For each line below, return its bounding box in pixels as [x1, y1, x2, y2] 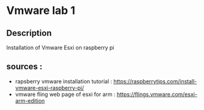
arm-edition [15, 97, 45, 104]
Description [6, 28, 52, 38]
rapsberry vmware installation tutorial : [15, 77, 113, 85]
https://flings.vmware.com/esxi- [116, 91, 198, 98]
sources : [6, 61, 43, 72]
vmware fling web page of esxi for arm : [15, 91, 116, 98]
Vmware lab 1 [6, 4, 76, 18]
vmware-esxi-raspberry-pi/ [15, 84, 84, 91]
